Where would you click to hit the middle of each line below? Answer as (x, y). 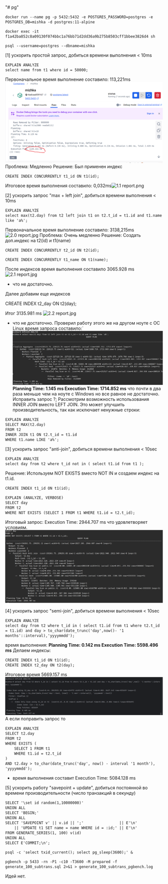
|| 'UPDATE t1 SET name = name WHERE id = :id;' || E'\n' (76, 828)
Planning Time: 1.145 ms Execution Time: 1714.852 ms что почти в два (86, 389)
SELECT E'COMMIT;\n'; (28, 843)
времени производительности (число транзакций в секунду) (70, 793)
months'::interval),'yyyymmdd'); (40, 636)
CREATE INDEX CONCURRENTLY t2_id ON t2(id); (52, 250)
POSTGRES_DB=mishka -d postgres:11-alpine (50, 22)
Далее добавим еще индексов (38, 294)
